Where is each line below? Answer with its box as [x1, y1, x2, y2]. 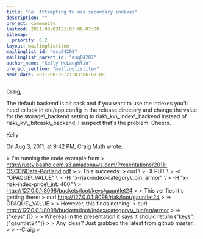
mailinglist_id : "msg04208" [6, 49, 78, 55]
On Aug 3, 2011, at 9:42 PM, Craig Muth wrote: [6, 143, 123, 150]
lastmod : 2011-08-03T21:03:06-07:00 [6, 26, 99, 32]
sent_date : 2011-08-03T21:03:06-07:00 [6, 71, 105, 77]
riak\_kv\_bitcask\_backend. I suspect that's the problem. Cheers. [6, 120, 171, 127]
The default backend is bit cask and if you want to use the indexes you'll [6, 100, 188, 107]
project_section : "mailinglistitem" [6, 65, 99, 72]
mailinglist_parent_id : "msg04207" [6, 54, 97, 60]
